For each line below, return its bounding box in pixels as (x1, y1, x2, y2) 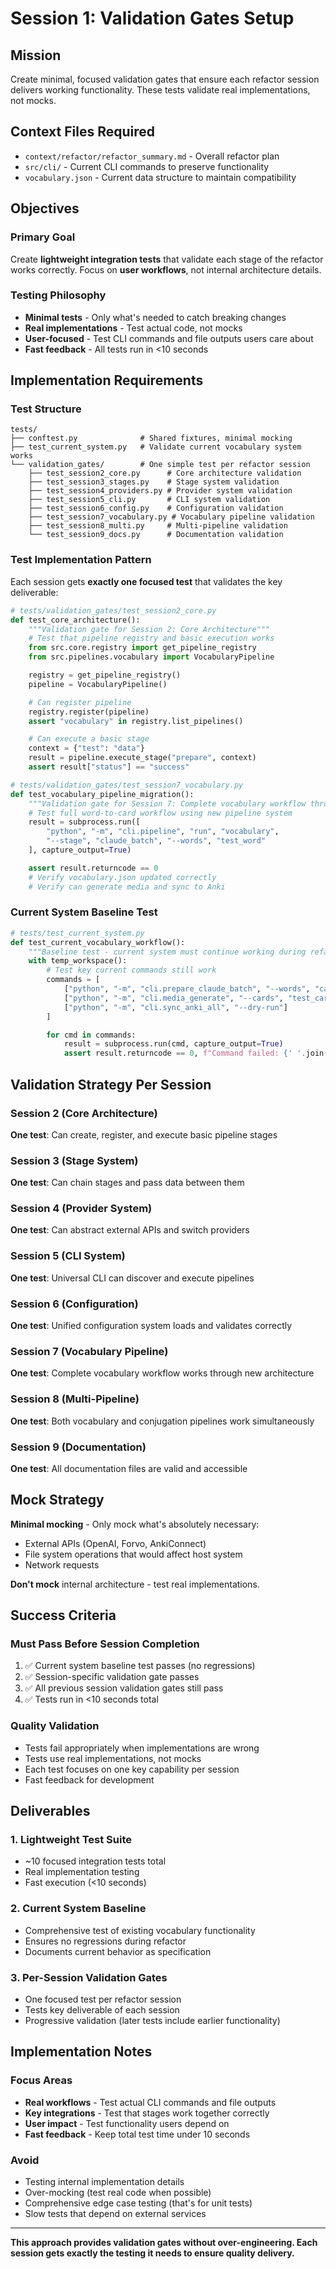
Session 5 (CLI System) (10, 1249, 126, 1263)
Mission (10, 47, 62, 64)
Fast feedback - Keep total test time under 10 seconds (24, 2128, 251, 2140)
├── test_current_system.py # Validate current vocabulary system (10, 442, 302, 452)
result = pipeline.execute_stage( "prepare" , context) (28, 753, 257, 763)
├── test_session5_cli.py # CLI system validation (28, 495, 271, 505)
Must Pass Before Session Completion (10, 1637, 200, 1651)
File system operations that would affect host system (24, 1548, 243, 1560)
